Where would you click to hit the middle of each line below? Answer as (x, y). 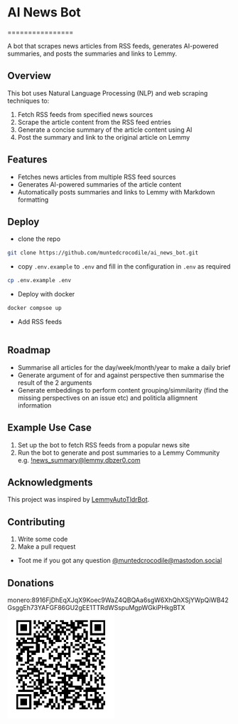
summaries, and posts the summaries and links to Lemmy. (92, 53)
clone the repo (39, 239)
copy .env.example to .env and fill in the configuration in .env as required (124, 267)
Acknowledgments (50, 483)
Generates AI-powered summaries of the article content (99, 184)
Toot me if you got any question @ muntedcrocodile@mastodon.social (120, 561)
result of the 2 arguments (55, 383)
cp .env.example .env (39, 281)
